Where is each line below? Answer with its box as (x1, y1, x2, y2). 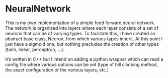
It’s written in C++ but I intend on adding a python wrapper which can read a (5, 56, 163, 62)
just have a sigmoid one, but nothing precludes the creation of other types (5, 41, 159, 47)
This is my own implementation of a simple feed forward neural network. (5, 20, 155, 26)
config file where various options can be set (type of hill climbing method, (5, 61, 158, 67)
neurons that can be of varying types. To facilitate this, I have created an (5, 30, 156, 36)
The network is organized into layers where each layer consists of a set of (5, 25, 158, 31)
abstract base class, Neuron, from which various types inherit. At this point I (5, 36, 163, 42)
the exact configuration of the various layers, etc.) (5, 66, 109, 73)
